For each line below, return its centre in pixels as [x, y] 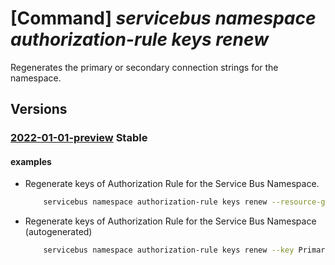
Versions [39, 109]
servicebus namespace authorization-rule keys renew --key [169, 250]
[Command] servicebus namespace [163, 18]
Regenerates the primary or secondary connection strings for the [144, 67]
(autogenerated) [58, 232]
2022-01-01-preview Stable [79, 138]
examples [31, 161]
